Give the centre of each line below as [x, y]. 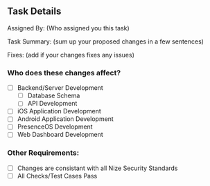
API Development [52, 104]
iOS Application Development [59, 111]
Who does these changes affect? [64, 73]
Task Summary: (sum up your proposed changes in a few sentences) [106, 41]
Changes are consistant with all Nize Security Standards [97, 168]
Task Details [34, 11]
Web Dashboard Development [60, 135]
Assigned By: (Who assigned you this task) [68, 28]
